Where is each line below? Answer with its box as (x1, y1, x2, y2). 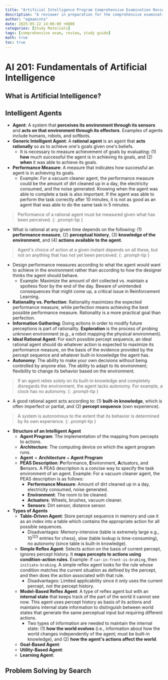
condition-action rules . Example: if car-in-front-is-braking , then (19, 556, 157, 562)
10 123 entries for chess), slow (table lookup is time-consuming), (27, 534, 158, 541)
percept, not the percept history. (27, 583, 94, 589)
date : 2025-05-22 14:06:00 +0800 (5, 21, 75, 26)
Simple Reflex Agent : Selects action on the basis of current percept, (19, 545, 161, 551)
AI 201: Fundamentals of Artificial (5, 61, 147, 72)
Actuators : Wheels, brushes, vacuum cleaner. (27, 497, 122, 503)
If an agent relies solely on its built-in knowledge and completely (17, 378, 150, 384)
